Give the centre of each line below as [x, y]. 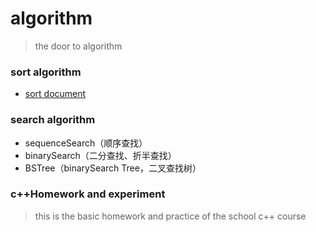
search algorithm [53, 120]
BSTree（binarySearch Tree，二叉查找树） [113, 168]
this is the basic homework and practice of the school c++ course [170, 216]
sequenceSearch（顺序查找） [86, 143]
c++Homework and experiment [88, 194]
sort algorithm [46, 72]
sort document [55, 94]
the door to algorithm [78, 46]
